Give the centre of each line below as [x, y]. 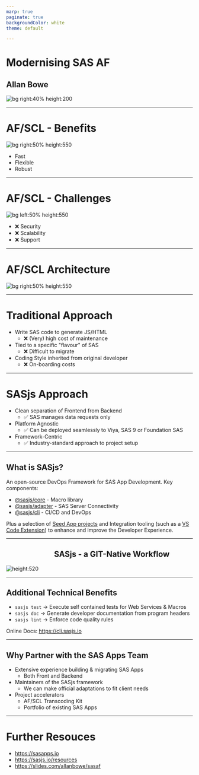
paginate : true [25, 17]
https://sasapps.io [37, 754]
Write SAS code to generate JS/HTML [61, 332]
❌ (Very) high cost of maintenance [66, 338]
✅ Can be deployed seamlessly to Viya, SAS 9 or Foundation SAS [103, 430]
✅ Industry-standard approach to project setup [81, 443]
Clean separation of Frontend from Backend [68, 411]
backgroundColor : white [36, 23]
